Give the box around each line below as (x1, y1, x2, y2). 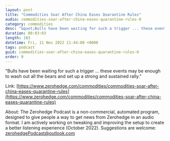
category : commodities (5, 21, 53, 27)
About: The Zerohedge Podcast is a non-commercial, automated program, (5, 109, 160, 115)
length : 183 (5, 36, 30, 41)
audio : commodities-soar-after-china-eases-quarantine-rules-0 (5, 17, 142, 22)
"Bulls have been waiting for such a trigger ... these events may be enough (5, 68, 161, 74)
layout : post (5, 7, 33, 13)
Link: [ (5, 83, 19, 89)
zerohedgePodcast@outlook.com (5, 130, 75, 136)
